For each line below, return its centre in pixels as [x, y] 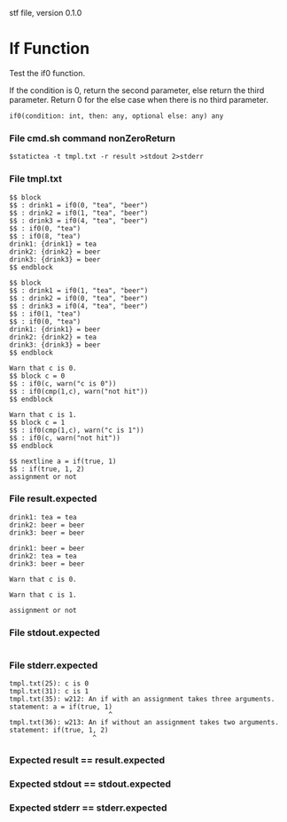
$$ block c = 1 [37, 422]
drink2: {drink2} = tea [53, 337]
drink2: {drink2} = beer [55, 252]
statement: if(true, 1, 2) [59, 731]
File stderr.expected [54, 666]
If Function [50, 49]
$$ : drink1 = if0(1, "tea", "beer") [79, 290]
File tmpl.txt [35, 179]
